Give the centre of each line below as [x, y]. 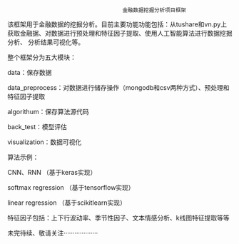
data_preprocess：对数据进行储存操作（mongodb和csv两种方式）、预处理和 [118, 87]
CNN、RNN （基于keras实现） [52, 172]
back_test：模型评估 [37, 127]
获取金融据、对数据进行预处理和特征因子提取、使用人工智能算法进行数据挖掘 [120, 33]
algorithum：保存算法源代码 [48, 112]
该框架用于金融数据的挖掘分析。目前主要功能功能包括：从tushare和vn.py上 [117, 24]
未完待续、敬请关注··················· [53, 233]
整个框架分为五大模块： [42, 57]
